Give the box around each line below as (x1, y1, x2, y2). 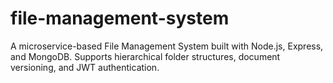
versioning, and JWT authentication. (10, 61, 160, 73)
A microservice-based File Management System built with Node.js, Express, (10, 40, 324, 52)
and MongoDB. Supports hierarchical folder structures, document (10, 50, 281, 62)
